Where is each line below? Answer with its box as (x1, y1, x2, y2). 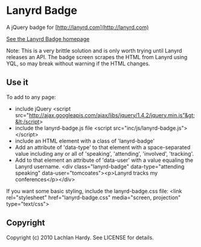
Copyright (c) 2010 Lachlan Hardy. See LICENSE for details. (6, 234, 154, 241)
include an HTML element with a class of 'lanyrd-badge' (14, 137, 155, 144)
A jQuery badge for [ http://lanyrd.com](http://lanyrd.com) (6, 24, 149, 31)
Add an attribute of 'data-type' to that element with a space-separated (14, 143, 191, 151)
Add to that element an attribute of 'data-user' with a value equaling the (14, 156, 194, 164)
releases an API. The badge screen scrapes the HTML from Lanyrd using (6, 53, 188, 60)
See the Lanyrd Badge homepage (6, 35, 90, 42)
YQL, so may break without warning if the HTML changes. (6, 60, 150, 67)
